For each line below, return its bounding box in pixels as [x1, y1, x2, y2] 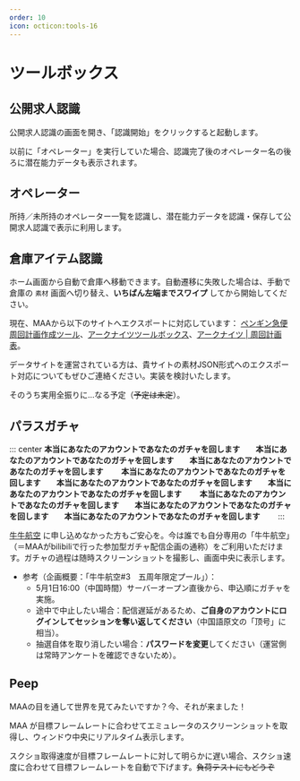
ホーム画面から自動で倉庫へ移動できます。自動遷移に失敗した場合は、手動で [9, 277, 291, 288]
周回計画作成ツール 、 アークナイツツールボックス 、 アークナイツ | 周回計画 [9, 329, 282, 340]
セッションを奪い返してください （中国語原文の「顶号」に [74, 615, 287, 627]
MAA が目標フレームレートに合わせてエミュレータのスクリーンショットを [9, 720, 280, 731]
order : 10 [9, 13, 47, 22]
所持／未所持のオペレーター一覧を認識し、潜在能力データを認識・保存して [9, 211, 284, 222]
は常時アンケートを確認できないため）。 [35, 649, 182, 660]
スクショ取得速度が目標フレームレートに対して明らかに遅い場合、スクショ [9, 750, 284, 761]
